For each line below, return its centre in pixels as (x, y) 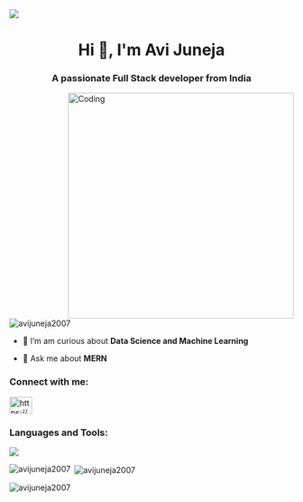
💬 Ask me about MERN (65, 358)
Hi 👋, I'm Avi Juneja (151, 50)
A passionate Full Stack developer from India (151, 79)
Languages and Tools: (59, 432)
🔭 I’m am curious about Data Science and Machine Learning (135, 341)
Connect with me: (49, 382)
